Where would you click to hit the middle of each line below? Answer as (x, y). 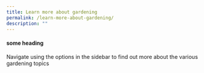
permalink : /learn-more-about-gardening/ (60, 18)
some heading (25, 43)
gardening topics (28, 63)
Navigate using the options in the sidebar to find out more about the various (102, 56)
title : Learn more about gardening (52, 12)
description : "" (27, 23)
